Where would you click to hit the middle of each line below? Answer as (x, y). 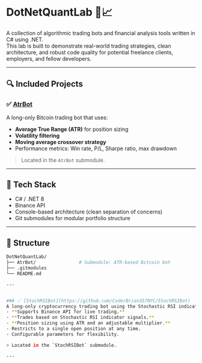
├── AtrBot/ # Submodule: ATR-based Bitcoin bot (88, 263)
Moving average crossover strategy (60, 142)
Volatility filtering (37, 135)
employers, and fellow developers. (49, 58)
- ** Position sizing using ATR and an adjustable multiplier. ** (88, 323)
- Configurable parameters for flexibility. (63, 334)
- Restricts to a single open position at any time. (74, 329)
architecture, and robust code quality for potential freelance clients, (90, 52)
